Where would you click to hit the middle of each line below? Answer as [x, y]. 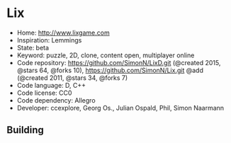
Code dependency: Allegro [56, 100]
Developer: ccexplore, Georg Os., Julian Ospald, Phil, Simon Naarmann [120, 108]
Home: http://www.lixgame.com [63, 33]
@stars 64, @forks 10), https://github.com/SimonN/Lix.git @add [110, 70]
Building [25, 130]
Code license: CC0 [44, 93]
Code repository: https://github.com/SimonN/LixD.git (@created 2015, [119, 62]
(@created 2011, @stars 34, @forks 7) [72, 78]
